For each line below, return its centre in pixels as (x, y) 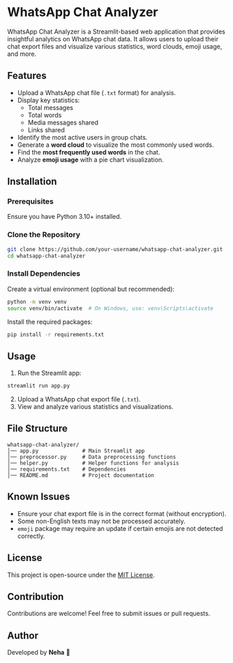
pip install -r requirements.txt (56, 334)
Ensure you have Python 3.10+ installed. (65, 217)
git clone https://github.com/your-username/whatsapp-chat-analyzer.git (115, 249)
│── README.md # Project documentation (81, 475)
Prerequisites (30, 201)
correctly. (31, 536)
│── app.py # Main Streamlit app (76, 451)
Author (23, 635)
